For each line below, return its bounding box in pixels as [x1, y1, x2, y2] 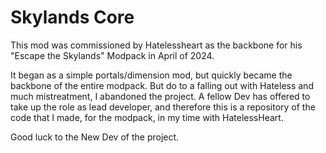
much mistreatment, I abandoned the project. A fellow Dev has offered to [10, 90, 311, 102]
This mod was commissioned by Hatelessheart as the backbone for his [10, 39, 303, 51]
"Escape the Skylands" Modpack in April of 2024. [10, 49, 215, 61]
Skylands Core [10, 6, 135, 29]
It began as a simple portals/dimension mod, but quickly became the [10, 69, 293, 81]
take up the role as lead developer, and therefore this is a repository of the [10, 101, 316, 113]
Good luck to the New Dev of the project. [10, 131, 180, 143]
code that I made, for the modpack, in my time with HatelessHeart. [10, 111, 284, 123]
